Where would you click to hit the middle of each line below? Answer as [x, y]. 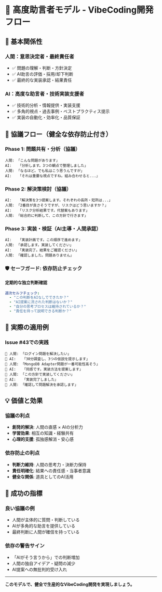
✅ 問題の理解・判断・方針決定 [42, 68]
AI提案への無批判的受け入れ [40, 569]
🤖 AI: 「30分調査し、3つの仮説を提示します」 [47, 359]
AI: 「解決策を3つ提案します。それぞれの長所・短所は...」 [59, 200]
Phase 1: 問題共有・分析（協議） [43, 149]
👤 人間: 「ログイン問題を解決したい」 [38, 354]
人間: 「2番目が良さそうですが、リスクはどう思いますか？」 [57, 206]
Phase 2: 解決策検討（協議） [38, 189]
